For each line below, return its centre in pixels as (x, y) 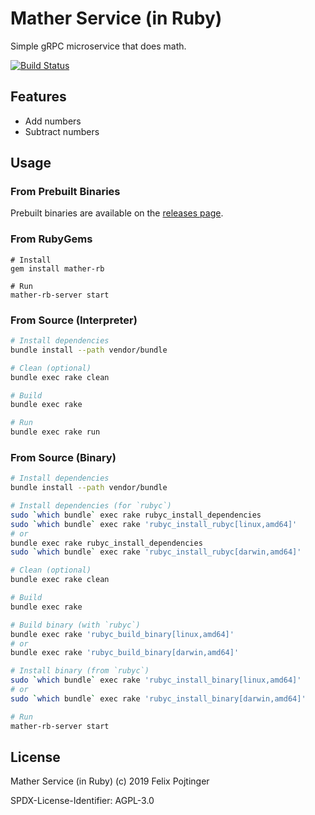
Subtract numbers (62, 131)
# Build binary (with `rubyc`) (75, 625)
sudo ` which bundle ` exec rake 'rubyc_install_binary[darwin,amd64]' (158, 698)
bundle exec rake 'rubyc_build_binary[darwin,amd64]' (125, 653)
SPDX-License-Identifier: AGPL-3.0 (82, 801)
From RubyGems (51, 239)
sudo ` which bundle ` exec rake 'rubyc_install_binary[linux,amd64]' (156, 680)
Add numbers (53, 121)
